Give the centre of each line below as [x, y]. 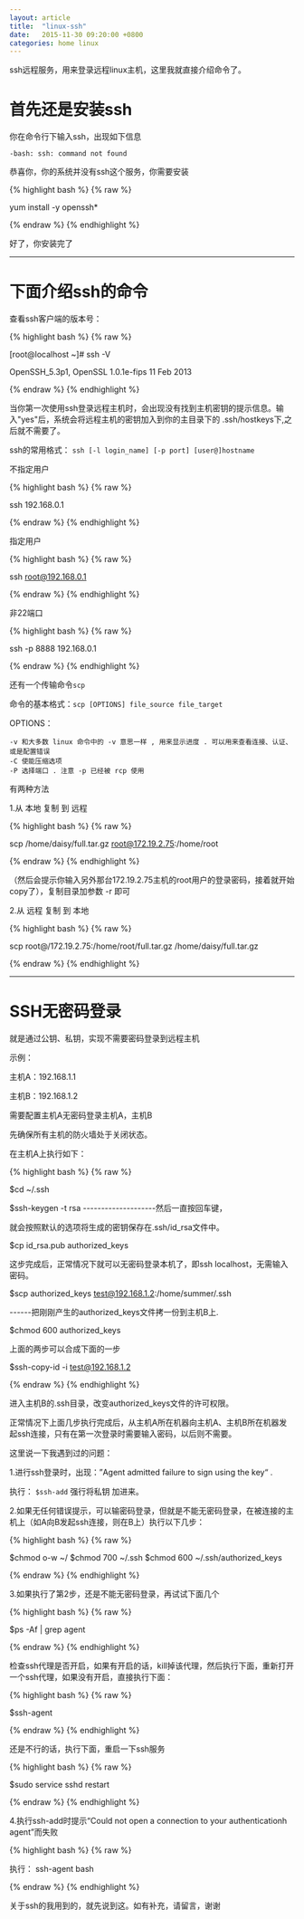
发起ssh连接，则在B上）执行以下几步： [132, 1523]
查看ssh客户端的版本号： [56, 319]
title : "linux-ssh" [48, 26]
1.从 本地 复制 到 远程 [48, 808]
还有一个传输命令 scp [47, 685]
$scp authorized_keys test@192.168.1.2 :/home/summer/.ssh [121, 1294]
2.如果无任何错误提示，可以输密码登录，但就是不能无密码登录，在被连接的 [148, 1511]
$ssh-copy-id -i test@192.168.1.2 [70, 1367]
